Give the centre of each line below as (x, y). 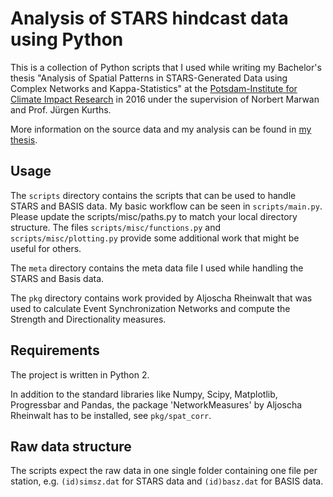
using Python (67, 39)
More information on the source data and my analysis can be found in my (161, 129)
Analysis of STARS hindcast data (149, 18)
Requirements (55, 350)
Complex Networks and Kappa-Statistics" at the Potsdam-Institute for (154, 88)
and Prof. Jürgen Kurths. (61, 109)
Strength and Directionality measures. (88, 319)
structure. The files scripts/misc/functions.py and (116, 227)
